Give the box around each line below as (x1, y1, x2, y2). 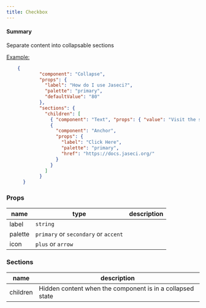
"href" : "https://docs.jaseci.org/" (61, 151, 155, 157)
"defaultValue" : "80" (45, 94, 100, 100)
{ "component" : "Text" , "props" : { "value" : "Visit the (50, 116, 196, 122)
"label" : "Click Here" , (61, 139, 122, 146)
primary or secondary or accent (35, 230, 124, 238)
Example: (6, 53, 30, 61)
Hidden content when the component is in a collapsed (39, 284, 194, 293)
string (35, 220, 55, 227)
